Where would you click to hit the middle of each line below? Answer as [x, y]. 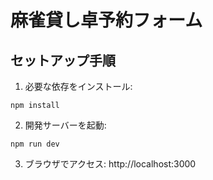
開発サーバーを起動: [65, 125]
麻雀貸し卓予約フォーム [106, 20]
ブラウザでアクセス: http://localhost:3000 [110, 164]
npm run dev [35, 144]
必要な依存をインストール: [78, 86]
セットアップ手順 [63, 60]
